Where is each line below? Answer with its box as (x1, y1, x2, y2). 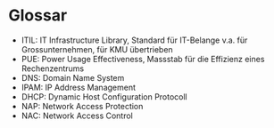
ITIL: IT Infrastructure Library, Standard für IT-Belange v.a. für (21, 35, 248, 45)
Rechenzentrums (21, 63, 85, 74)
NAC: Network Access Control (21, 110, 133, 121)
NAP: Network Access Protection (21, 100, 144, 111)
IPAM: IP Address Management (21, 82, 136, 92)
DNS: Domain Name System (21, 72, 125, 83)
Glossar (8, 5, 68, 26)
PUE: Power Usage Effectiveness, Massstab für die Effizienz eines (21, 53, 265, 64)
